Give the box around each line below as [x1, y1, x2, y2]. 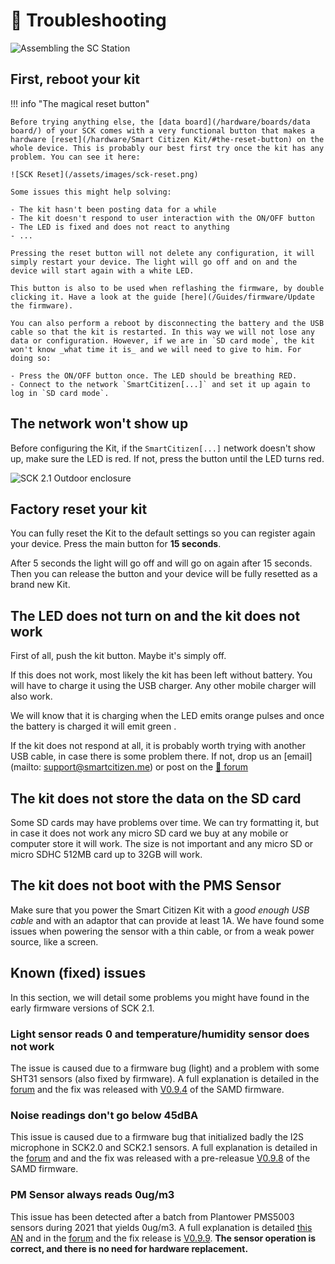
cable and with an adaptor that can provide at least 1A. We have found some [10, 914, 325, 926]
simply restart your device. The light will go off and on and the [10, 257, 298, 267]
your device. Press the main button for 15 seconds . [10, 538, 222, 550]
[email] [283, 750, 313, 763]
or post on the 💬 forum [154, 761, 249, 773]
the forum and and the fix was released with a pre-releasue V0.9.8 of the [10, 1152, 311, 1164]
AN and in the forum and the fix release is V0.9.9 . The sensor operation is [10, 1232, 317, 1244]
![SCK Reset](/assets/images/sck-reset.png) [10, 169, 199, 179]
